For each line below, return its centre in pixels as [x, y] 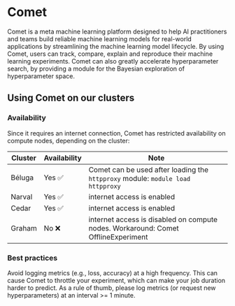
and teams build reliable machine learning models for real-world [100, 38]
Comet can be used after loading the [148, 170]
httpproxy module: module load [140, 178]
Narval [22, 196]
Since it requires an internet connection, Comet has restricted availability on [116, 133]
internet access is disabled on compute [153, 219]
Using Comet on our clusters [71, 98]
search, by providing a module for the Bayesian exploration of [96, 68]
